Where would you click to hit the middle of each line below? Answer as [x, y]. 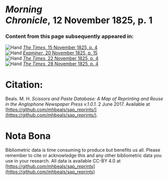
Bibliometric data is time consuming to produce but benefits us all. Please [83, 150]
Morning [24, 9]
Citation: [24, 84]
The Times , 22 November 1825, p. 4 [61, 58]
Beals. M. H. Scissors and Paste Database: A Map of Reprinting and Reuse [84, 99]
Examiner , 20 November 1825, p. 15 [60, 53]
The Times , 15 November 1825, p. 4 [60, 48]
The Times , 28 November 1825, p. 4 [61, 64]
